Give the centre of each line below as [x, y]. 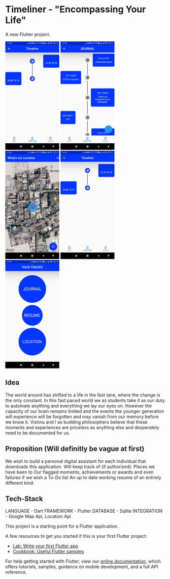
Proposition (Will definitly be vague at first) [75, 449]
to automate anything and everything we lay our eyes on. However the [79, 406]
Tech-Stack [24, 499]
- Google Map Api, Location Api [38, 516]
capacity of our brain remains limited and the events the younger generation [85, 411]
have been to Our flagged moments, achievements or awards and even [79, 472]
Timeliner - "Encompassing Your [76, 9]
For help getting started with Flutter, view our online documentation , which [83, 561]
